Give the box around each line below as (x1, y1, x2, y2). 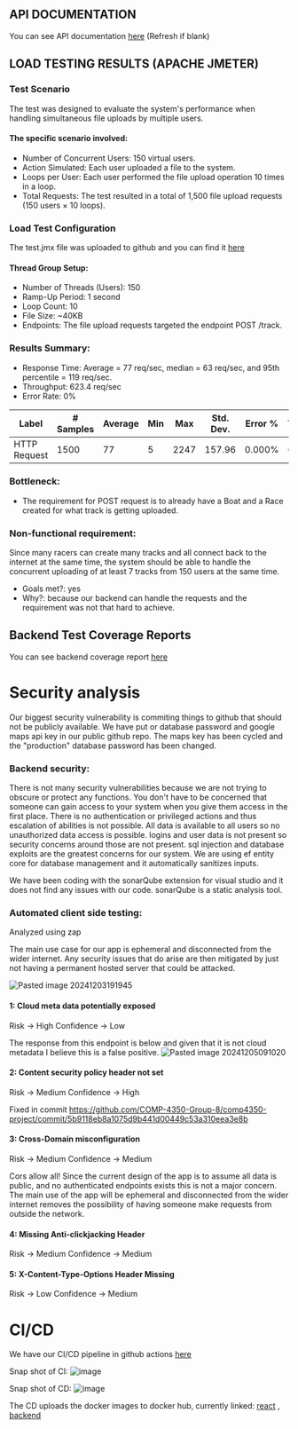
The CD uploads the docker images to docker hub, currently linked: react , (9, 1401, 281, 1411)
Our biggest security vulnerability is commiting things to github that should (9, 712, 282, 722)
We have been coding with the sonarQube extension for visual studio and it (9, 875, 284, 886)
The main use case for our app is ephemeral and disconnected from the (9, 944, 272, 955)
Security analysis (9, 683, 141, 703)
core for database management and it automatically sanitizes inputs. (9, 858, 259, 869)
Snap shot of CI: (9, 1366, 68, 1377)
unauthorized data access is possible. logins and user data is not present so (9, 830, 287, 841)
